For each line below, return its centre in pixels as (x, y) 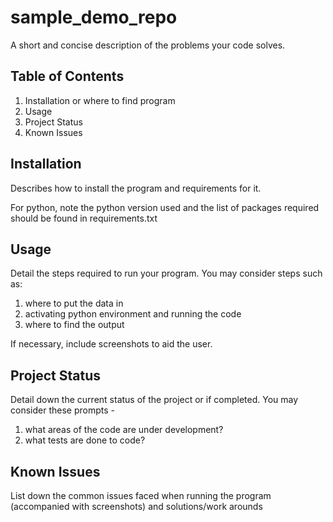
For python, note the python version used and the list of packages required (165, 207)
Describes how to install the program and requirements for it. (136, 188)
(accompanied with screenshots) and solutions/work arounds (136, 506)
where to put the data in (74, 303)
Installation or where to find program (100, 100)
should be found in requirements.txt (84, 218)
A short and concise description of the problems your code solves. (148, 45)
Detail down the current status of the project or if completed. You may (154, 400)
